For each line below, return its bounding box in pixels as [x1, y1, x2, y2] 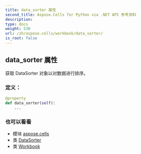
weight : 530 [5, 26, 30, 31]
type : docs [5, 21, 28, 27]
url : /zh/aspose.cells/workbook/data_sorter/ [5, 31, 103, 36]
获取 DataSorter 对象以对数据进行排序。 [5, 70, 89, 76]
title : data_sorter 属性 [5, 7, 56, 13]
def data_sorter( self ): [5, 100, 56, 105]
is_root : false [5, 36, 38, 41]
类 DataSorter [12, 137, 42, 143]
